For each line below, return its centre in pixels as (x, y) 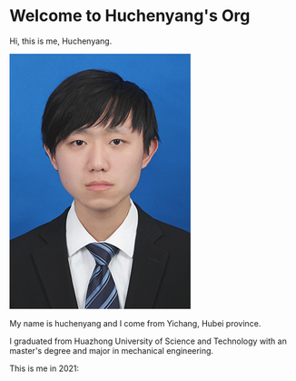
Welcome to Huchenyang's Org (130, 16)
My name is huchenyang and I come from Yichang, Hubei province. (135, 323)
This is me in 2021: (44, 368)
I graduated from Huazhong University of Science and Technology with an (148, 341)
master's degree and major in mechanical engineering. (112, 350)
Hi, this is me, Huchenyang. (61, 41)
